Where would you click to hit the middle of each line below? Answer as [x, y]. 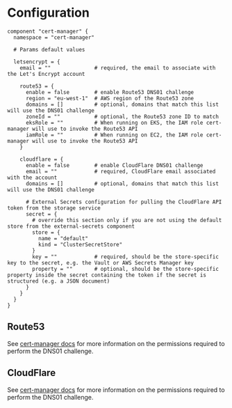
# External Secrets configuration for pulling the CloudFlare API [124, 202]
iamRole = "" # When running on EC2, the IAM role [114, 135]
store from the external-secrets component [71, 226]
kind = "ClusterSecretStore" [80, 244]
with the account [32, 178]
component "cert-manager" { [48, 31]
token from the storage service [54, 208]
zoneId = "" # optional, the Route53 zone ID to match [122, 116]
